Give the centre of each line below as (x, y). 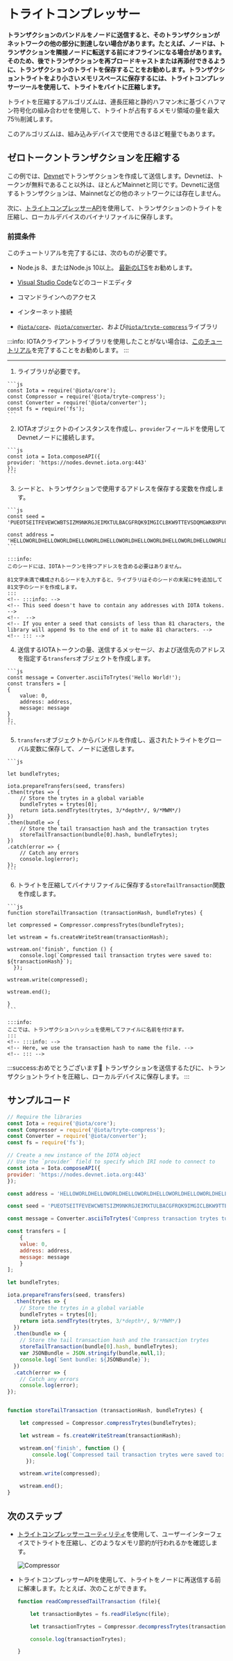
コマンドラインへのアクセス (57, 297)
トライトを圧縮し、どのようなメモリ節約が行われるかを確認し (123, 1542)
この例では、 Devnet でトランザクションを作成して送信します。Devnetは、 (112, 176)
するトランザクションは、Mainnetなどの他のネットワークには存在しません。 (116, 193)
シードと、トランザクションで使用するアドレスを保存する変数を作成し (118, 489)
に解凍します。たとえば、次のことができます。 (84, 1588)
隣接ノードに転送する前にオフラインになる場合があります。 (140, 52)
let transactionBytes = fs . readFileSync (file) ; (100, 1614)
